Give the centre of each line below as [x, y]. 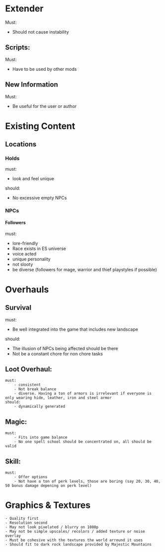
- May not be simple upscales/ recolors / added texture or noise [75, 531]
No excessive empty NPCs [39, 198]
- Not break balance [35, 389]
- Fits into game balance [41, 438]
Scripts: [18, 48]
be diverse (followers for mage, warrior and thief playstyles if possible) [84, 269]
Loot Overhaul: [29, 369]
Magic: [16, 422]
